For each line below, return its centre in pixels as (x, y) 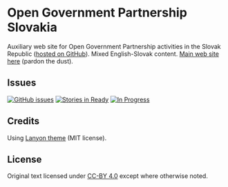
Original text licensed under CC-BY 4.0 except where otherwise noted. (108, 176)
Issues (22, 83)
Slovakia (32, 27)
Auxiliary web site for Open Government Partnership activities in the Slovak (114, 46)
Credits (23, 121)
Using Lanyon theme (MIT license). (57, 138)
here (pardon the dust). (40, 61)
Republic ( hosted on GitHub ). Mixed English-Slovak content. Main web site (113, 54)
